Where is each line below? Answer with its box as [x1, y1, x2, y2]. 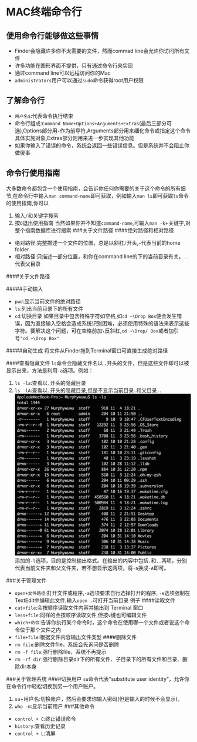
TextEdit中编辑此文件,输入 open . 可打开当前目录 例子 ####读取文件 [14, 597, 176, 604]
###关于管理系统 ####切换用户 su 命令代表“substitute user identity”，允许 [6, 675, 185, 683]
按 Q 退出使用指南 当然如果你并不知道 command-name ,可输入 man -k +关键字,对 [14, 219, 191, 227]
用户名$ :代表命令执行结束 [14, 112, 73, 119]
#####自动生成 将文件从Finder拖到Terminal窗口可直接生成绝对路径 [6, 347, 168, 354]
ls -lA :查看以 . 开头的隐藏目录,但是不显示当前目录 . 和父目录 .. [14, 387, 162, 394]
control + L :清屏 [14, 730, 56, 737]
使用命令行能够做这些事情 [6, 31, 98, 41]
